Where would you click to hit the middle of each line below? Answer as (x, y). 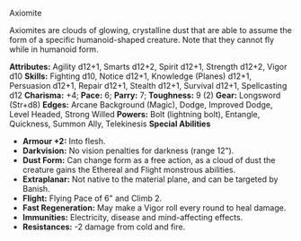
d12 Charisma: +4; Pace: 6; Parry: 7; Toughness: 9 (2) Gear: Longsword (145, 95)
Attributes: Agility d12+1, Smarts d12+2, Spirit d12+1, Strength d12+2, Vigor (148, 67)
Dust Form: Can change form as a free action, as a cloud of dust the (149, 160)
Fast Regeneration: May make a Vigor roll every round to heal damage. (154, 208)
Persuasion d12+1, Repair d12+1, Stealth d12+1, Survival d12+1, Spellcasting (148, 86)
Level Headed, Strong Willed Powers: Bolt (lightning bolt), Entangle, (135, 114)
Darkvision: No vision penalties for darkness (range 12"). (128, 151)
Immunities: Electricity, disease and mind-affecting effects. (133, 217)
